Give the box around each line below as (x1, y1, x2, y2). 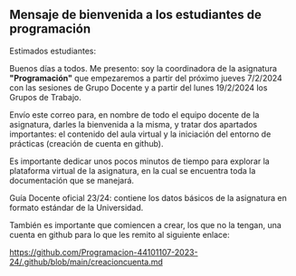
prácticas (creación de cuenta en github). (9, 138, 165, 148)
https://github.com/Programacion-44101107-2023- (9, 246, 198, 257)
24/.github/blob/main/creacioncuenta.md (9, 256, 163, 267)
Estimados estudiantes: (9, 45, 97, 56)
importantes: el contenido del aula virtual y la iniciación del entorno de (9, 128, 272, 139)
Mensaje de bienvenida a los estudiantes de (9, 7, 263, 23)
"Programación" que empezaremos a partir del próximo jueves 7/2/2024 (9, 72, 282, 83)
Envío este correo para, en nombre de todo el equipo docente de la (9, 109, 260, 120)
